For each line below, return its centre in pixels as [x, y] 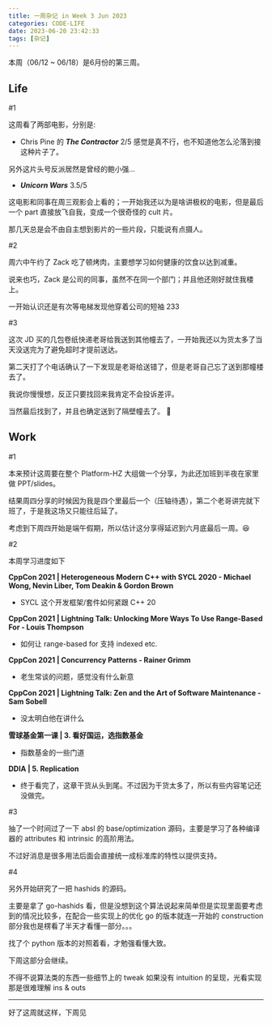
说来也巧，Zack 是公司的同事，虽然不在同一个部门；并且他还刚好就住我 [127, 279]
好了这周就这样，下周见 [47, 1012]
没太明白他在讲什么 [52, 718]
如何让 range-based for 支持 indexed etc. [89, 643]
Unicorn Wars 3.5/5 [53, 185]
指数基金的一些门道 [52, 752]
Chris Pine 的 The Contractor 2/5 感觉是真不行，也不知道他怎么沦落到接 [140, 142]
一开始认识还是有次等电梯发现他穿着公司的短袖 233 [94, 307]
